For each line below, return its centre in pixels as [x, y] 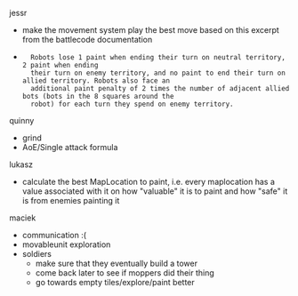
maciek [23, 218]
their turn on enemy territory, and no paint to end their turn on [158, 73]
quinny [22, 120]
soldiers [36, 254]
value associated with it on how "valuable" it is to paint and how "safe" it [155, 191]
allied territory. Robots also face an [96, 81]
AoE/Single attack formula [70, 147]
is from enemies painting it [71, 200]
